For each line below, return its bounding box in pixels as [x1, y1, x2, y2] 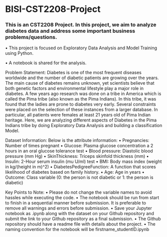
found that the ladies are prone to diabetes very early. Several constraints [5, 101, 156, 108]
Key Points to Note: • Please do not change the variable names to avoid [5, 189, 152, 195]
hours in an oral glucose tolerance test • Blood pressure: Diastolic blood [5, 148, 153, 154]
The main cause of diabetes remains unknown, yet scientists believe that [5, 80, 155, 86]
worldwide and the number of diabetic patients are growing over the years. [5, 75, 159, 81]
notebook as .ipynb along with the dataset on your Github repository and [5, 211, 155, 217]
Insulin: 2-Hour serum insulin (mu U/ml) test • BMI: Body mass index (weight [5, 158, 162, 165]
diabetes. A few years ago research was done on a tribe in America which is [5, 91, 162, 97]
